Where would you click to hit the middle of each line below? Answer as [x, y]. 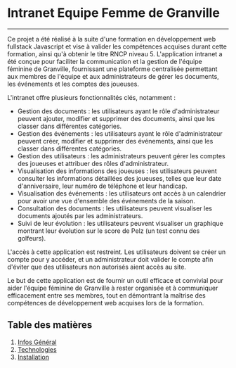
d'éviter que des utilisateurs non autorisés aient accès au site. [97, 267]
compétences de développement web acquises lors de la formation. [106, 303]
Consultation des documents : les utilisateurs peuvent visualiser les [115, 208]
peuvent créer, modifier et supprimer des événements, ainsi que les [115, 141]
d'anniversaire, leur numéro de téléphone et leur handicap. [102, 186]
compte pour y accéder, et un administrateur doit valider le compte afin [110, 259]
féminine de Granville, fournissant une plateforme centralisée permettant [112, 69]
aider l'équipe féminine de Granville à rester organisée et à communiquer [113, 288]
